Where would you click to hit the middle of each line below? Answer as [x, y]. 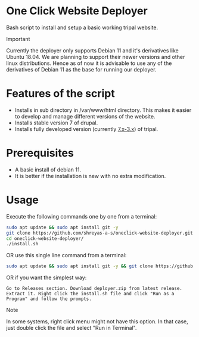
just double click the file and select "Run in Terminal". [71, 328]
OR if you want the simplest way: [46, 277]
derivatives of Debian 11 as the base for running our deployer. [81, 69]
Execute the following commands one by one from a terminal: [81, 216]
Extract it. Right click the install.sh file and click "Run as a [90, 294]
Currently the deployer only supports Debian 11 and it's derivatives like [92, 50]
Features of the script [60, 94]
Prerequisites [40, 153]
